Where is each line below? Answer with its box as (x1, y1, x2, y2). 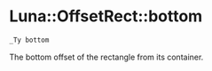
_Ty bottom (9, 35, 50, 44)
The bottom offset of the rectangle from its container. (9, 51, 204, 62)
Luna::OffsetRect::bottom (9, 6, 203, 27)
